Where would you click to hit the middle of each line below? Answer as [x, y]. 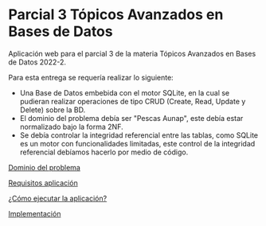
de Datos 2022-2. [37, 62]
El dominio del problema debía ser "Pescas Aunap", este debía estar [131, 118]
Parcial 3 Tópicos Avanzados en [116, 15]
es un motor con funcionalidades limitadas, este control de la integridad [137, 143]
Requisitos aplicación [43, 183]
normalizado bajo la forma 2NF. [71, 127]
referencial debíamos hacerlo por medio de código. [104, 152]
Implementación [35, 213]
